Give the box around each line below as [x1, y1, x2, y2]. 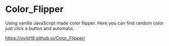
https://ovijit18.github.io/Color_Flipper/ [5, 35, 85, 41]
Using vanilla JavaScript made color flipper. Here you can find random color [5, 20, 164, 26]
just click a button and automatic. [5, 25, 75, 31]
